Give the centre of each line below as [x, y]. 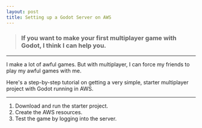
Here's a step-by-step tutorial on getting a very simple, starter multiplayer [97, 82]
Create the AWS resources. [49, 112]
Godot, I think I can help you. [63, 45]
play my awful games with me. [44, 71]
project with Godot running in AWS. [50, 89]
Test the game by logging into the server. [66, 118]
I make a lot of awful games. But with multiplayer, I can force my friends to [98, 64]
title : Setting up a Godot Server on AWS [59, 17]
